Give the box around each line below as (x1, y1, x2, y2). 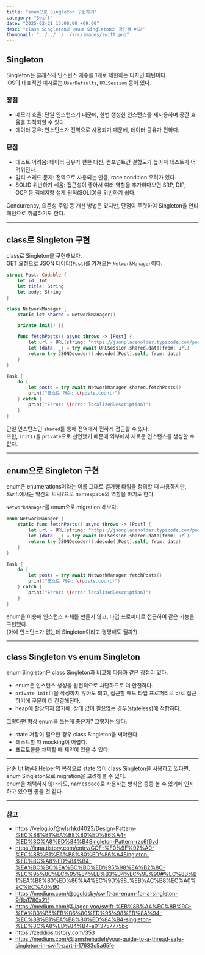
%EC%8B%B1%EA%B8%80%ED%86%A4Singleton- (15, 850, 150, 858)
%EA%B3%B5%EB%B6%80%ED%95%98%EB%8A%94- (15, 909, 162, 916)
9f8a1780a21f (15, 896, 49, 904)
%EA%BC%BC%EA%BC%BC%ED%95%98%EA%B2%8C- (15, 864, 166, 871)
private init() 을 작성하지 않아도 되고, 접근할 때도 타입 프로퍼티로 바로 (15, 689, 185, 697)
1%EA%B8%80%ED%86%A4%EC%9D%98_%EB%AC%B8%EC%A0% (15, 877, 196, 884)
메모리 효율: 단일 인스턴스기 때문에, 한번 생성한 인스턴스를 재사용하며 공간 (15, 111, 190, 118)
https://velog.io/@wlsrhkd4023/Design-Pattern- (15, 825, 137, 832)
